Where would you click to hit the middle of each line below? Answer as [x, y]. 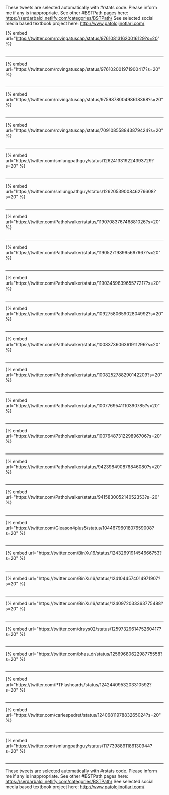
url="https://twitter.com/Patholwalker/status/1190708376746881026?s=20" [83, 222]
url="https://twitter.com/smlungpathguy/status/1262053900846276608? [81, 191]
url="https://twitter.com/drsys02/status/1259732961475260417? [95, 629]
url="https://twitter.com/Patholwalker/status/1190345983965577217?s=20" [83, 283]
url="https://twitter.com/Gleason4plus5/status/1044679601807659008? [80, 528]
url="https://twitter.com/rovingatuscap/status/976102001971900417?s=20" [83, 69]
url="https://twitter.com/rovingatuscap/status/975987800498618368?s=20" [84, 100]
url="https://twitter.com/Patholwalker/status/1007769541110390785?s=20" [82, 405]
